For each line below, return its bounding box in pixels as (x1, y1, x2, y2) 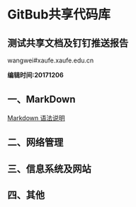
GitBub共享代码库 (7, 6, 111, 23)
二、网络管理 (7, 136, 64, 149)
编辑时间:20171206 (7, 71, 64, 79)
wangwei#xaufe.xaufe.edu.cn (7, 56, 94, 65)
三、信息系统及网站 (7, 162, 91, 174)
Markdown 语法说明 (7, 113, 65, 122)
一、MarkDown (7, 94, 76, 106)
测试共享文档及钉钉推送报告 (7, 37, 129, 49)
